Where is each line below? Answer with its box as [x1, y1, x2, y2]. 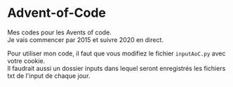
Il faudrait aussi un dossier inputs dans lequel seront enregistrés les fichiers [7, 64, 226, 72]
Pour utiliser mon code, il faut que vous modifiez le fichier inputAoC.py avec [7, 49, 226, 58]
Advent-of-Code [7, 5, 107, 21]
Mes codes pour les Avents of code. [7, 28, 112, 36]
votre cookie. [7, 56, 46, 65]
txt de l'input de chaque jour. [7, 72, 91, 80]
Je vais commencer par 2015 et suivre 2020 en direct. [7, 35, 164, 43]
